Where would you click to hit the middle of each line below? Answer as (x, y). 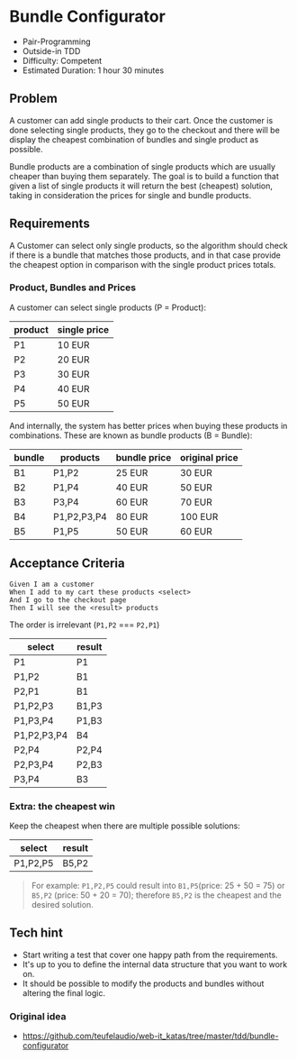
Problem (34, 99)
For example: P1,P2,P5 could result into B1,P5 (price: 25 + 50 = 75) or (158, 885)
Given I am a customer (52, 584)
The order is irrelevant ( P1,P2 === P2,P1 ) (85, 625)
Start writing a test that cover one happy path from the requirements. (150, 955)
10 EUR (73, 344)
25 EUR (132, 472)
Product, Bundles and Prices (73, 288)
